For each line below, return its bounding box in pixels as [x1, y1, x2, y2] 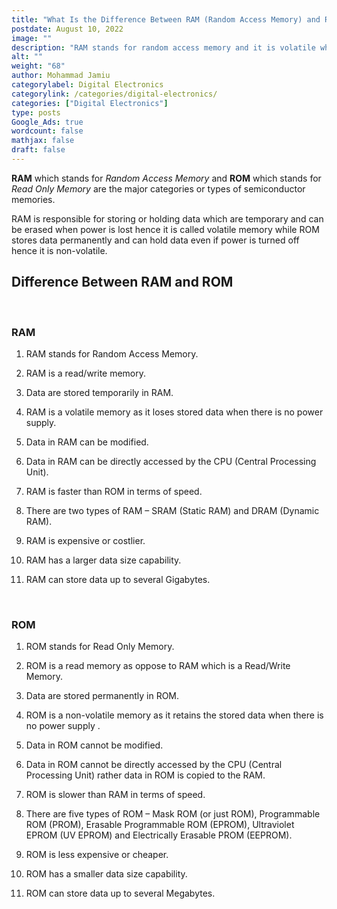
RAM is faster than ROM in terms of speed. [25, 485, 203, 497]
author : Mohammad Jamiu [11, 71, 111, 81]
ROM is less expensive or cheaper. [25, 849, 169, 861]
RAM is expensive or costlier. [25, 534, 146, 546]
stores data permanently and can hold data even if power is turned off [11, 234, 300, 246]
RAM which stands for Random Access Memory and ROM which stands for [11, 172, 322, 184]
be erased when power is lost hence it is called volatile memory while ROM [11, 223, 320, 235]
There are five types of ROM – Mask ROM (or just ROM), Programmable [25, 808, 321, 820]
